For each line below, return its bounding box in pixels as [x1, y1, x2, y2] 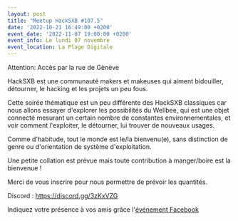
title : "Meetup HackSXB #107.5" [7, 17, 103, 24]
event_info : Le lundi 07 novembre [7, 37, 110, 44]
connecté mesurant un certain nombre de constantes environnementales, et [7, 113, 231, 122]
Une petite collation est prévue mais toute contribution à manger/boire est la [7, 156, 232, 165]
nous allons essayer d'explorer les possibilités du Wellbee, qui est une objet [7, 106, 229, 114]
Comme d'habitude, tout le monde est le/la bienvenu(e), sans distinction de [7, 135, 228, 143]
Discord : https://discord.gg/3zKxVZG [7, 192, 118, 200]
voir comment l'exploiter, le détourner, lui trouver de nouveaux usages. [7, 121, 215, 129]
